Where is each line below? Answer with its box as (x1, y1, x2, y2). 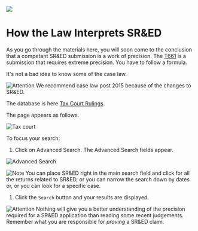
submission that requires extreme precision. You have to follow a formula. (6, 59, 187, 66)
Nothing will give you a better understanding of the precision (35, 205, 185, 212)
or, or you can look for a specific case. (6, 182, 101, 189)
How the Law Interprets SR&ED (6, 26, 162, 40)
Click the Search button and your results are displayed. (14, 193, 150, 200)
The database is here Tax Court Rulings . (6, 99, 105, 107)
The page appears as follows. (6, 111, 80, 118)
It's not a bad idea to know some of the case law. (6, 70, 127, 77)
